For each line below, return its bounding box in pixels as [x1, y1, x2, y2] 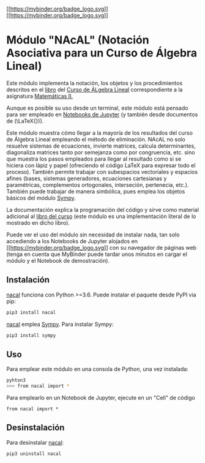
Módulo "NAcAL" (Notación [6, 33, 149, 47]
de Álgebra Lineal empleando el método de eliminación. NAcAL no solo [6, 135, 185, 143]
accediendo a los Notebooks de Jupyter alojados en [6, 237, 138, 244]
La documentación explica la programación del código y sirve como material [6, 206, 199, 213]
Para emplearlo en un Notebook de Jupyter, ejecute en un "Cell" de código [6, 394, 195, 402]
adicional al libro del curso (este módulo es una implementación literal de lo [6, 213, 196, 220]
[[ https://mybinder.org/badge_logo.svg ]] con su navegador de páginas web [6, 244, 197, 251]
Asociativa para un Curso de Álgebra [6, 46, 198, 60]
